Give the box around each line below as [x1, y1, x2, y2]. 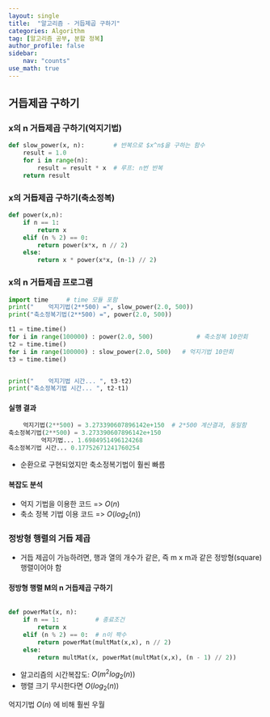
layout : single [8, 11, 60, 20]
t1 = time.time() [8, 325, 67, 334]
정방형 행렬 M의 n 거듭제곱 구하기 [8, 583, 113, 593]
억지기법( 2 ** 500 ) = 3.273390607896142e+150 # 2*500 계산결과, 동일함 [23, 421, 247, 429]
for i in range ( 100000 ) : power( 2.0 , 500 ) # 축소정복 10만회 [8, 333, 248, 341]
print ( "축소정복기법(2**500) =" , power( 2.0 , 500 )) [8, 310, 172, 319]
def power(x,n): [8, 211, 63, 219]
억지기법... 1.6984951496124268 [40, 437, 143, 445]
